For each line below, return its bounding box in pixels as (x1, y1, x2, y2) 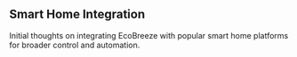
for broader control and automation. (9, 39, 140, 50)
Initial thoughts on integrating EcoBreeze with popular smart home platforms (9, 30, 289, 40)
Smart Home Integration (9, 7, 145, 22)
